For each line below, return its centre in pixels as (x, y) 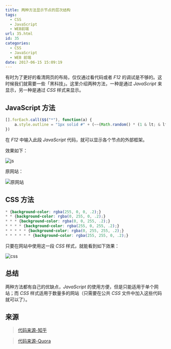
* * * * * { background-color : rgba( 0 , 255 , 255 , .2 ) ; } (65, 231)
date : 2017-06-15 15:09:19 (34, 62)
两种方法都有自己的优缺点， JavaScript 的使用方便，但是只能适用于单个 (80, 287)
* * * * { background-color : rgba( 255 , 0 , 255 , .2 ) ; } (62, 226)
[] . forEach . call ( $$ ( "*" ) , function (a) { (49, 120)
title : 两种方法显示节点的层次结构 (38, 10)
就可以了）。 (18, 300)
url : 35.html (19, 34)
